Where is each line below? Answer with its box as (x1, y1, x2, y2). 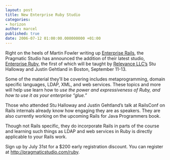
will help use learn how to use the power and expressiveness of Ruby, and (5, 87, 161, 93)
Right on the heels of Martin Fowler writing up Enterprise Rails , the (5, 49, 144, 56)
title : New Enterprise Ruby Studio (5, 12, 81, 17)
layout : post (5, 7, 33, 13)
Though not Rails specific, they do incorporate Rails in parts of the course (5, 123, 159, 129)
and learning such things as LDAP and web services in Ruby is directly (5, 128, 152, 134)
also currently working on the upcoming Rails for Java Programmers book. (5, 113, 161, 119)
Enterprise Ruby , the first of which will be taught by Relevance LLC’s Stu (5, 61, 156, 67)
